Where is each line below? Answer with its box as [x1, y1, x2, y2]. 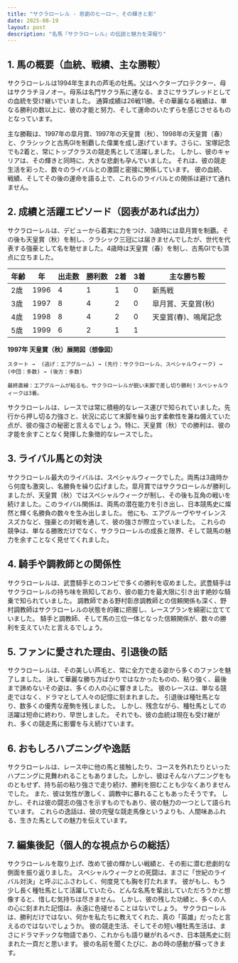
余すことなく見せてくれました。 [19, 535, 114, 544]
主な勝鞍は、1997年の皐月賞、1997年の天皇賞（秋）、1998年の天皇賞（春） [7, 130, 227, 138]
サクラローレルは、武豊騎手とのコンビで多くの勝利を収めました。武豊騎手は [7, 578, 232, 587]
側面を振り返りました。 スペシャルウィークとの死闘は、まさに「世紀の [7, 867, 215, 877]
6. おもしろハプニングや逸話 [7, 742, 131, 754]
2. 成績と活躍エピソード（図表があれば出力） [7, 206, 205, 218]
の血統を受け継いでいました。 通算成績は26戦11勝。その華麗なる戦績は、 [7, 97, 222, 105]
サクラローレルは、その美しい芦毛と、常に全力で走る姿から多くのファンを [7, 666, 225, 674]
